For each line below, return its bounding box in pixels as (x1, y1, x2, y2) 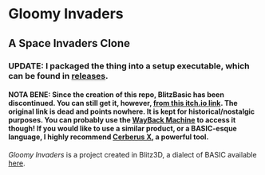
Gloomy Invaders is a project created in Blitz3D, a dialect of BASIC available (8, 150, 257, 159)
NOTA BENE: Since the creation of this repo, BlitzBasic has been (8, 90, 225, 99)
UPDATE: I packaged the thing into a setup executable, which (8, 60, 250, 72)
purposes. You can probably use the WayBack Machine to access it (8, 115, 236, 125)
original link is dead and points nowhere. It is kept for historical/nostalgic (8, 107, 255, 116)
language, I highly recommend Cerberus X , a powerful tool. (8, 132, 209, 142)
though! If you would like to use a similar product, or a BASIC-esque (8, 124, 237, 134)
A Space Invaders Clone (8, 37, 130, 50)
